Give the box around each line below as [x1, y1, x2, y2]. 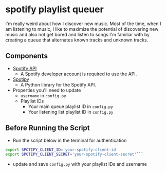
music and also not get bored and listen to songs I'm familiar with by [5, 31, 150, 37]
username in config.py [20, 92, 66, 98]
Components [5, 52, 48, 60]
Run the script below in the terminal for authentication [12, 137, 127, 143]
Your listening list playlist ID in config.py [28, 109, 114, 115]
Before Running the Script [5, 124, 90, 133]
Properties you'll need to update [12, 87, 81, 93]
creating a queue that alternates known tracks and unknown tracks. [5, 37, 149, 43]
